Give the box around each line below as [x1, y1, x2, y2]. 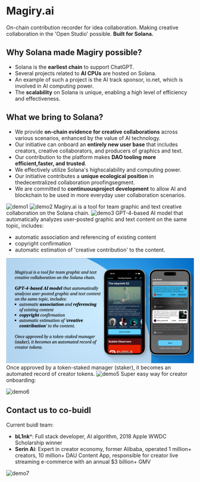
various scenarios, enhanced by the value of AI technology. [14, 134, 161, 141]
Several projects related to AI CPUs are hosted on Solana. [14, 70, 157, 77]
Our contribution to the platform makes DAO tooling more [14, 153, 157, 160]
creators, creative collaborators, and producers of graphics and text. [14, 147, 183, 154]
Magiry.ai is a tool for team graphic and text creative [54, 203, 182, 210]
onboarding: [6, 377, 36, 384]
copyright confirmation [14, 240, 71, 247]
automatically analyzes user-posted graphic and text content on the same [6, 216, 187, 223]
